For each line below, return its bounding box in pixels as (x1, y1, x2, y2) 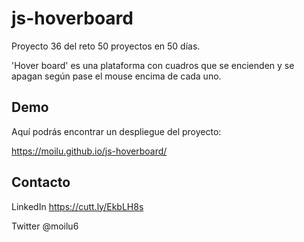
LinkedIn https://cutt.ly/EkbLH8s (11, 200, 144, 212)
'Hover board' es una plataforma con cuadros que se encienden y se (11, 59, 295, 71)
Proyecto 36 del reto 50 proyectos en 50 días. (11, 40, 201, 52)
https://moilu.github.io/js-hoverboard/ (11, 145, 168, 157)
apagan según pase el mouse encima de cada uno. (11, 70, 222, 82)
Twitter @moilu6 (11, 220, 79, 232)
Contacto (11, 174, 71, 191)
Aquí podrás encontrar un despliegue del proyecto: (11, 125, 222, 137)
